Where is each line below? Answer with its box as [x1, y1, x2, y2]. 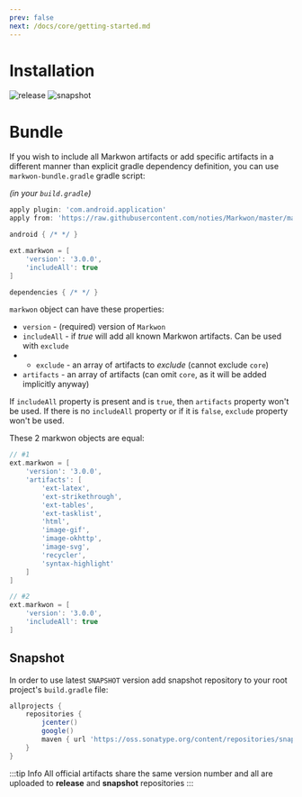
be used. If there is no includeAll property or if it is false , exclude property [9, 406, 289, 417]
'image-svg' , [41, 542, 91, 551]
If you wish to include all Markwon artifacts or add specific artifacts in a [9, 151, 274, 162]
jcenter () [41, 718, 78, 728]
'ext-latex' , [41, 484, 91, 493]
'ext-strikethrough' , [41, 492, 123, 501]
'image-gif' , [41, 526, 91, 535]
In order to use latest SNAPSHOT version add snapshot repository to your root [9, 675, 288, 685]
